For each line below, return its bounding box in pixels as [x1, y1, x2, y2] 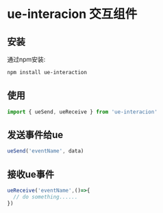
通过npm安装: [7, 56, 46, 63]
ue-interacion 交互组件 [7, 6, 138, 22]
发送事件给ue [7, 128, 64, 141]
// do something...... [13, 193, 78, 200]
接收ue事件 [7, 168, 55, 180]
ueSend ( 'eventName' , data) [7, 148, 84, 155]
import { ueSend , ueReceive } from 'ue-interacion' [7, 108, 158, 115]
